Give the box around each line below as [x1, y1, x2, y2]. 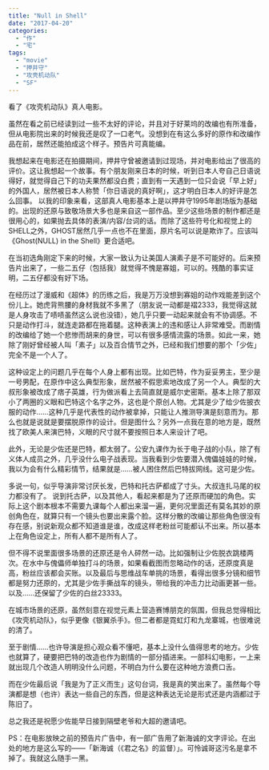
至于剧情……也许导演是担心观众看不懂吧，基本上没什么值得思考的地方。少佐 [8, 642, 259, 652]
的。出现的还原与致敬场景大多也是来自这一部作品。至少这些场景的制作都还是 [8, 206, 261, 215]
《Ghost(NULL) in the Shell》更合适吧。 [8, 235, 139, 245]
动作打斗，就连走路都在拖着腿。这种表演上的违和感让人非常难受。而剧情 [22, 319, 261, 329]
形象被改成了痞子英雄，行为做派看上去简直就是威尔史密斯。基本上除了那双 [14, 387, 261, 396]
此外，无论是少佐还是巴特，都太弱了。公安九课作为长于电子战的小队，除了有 [8, 443, 261, 453]
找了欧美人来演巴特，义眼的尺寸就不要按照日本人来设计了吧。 [8, 427, 212, 436]
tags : [8, 49, 26, 57]
